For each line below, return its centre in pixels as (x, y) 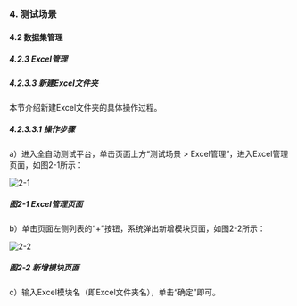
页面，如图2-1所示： (46, 165)
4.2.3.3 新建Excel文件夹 (54, 83)
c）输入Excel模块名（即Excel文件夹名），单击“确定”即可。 (115, 292)
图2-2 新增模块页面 (45, 268)
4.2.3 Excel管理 (38, 59)
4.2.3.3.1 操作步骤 (42, 129)
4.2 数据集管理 (36, 37)
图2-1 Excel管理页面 (46, 204)
